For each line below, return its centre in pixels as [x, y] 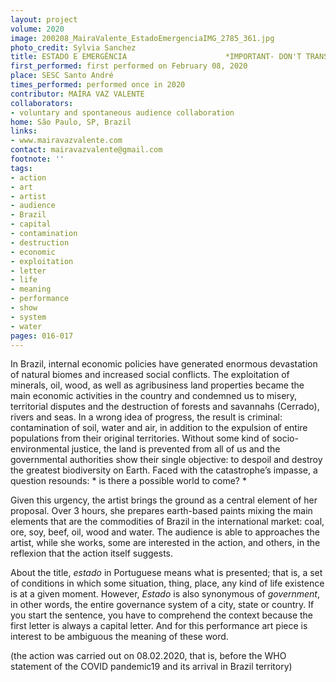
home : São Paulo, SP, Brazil [71, 122]
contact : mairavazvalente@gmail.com [86, 150]
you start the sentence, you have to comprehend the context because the [162, 615]
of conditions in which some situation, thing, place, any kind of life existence [167, 583]
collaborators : [42, 103]
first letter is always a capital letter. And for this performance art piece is [159, 626]
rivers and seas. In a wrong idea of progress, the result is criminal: [146, 417]
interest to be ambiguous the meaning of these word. [119, 637]
